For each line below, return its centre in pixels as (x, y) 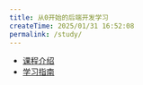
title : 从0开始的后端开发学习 (59, 17)
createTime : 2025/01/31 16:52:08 (72, 26)
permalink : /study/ (46, 34)
